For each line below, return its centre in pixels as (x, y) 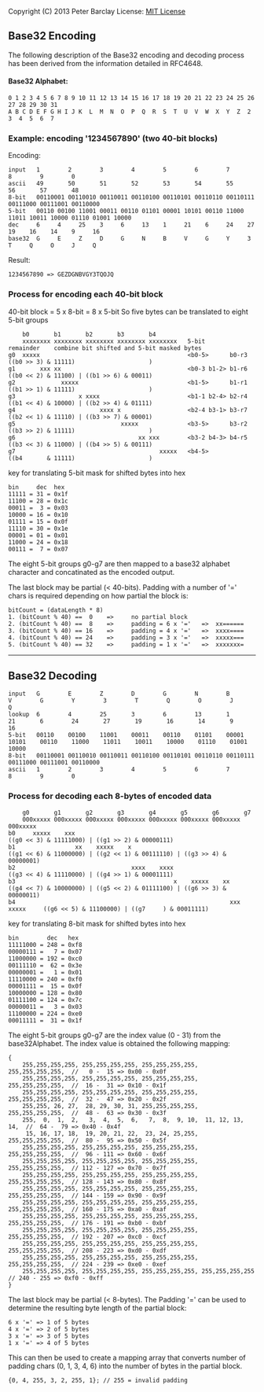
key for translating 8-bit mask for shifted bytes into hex (97, 923)
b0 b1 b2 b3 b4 (89, 334)
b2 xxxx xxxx (91, 867)
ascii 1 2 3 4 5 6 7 (119, 770)
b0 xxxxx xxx (42, 833)
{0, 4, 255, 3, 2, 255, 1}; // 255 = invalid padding (98, 1380)
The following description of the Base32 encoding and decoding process (126, 55)
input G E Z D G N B (119, 694)
